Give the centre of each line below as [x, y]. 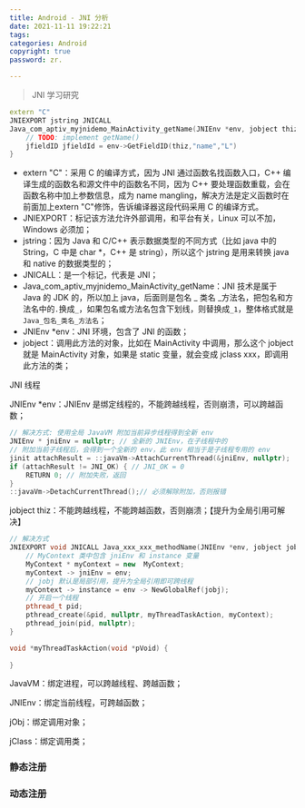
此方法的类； [46, 366]
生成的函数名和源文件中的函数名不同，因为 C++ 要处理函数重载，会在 [160, 184]
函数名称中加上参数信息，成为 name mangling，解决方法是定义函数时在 [156, 195]
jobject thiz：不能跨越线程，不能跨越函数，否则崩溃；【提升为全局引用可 [143, 510]
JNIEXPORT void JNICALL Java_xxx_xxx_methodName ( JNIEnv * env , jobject [146, 547]
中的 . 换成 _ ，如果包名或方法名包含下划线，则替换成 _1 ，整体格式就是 [166, 309]
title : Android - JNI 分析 [59, 18]
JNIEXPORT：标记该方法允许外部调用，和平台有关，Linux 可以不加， [152, 218]
